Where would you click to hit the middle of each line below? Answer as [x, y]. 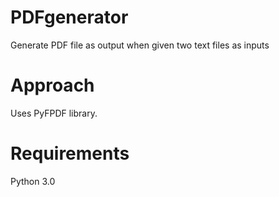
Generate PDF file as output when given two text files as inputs [140, 45]
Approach [52, 85]
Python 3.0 [33, 181]
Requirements [70, 153]
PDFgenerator [69, 17]
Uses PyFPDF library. [54, 113]
